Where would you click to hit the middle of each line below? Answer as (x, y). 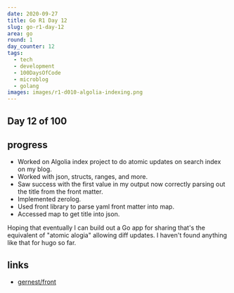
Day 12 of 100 (37, 121)
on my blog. (35, 169)
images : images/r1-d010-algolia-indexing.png (75, 92)
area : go (20, 33)
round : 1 (20, 40)
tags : (15, 54)
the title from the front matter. (60, 192)
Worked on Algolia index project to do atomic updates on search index (119, 162)
